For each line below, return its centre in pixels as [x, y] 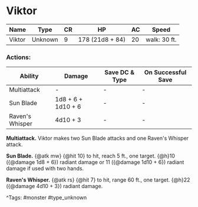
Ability [29, 76]
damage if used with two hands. [45, 169]
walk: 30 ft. [161, 40]
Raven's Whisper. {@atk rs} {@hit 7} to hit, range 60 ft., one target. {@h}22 [98, 180]
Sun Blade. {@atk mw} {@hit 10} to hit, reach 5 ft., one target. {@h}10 [90, 156]
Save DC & [119, 73]
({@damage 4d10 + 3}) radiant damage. [55, 186]
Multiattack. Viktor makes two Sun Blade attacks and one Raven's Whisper [98, 138]
